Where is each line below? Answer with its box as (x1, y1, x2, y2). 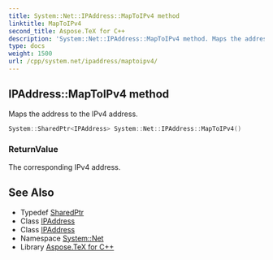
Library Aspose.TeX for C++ (19, 241, 115, 252)
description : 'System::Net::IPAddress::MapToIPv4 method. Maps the (8, 34, 242, 43)
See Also (8, 186, 54, 200)
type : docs (8, 42, 45, 50)
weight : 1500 (8, 50, 53, 58)
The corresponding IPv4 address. (8, 162, 121, 171)
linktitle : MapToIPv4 (8, 19, 82, 28)
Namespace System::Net (19, 233, 104, 243)
